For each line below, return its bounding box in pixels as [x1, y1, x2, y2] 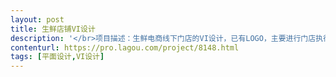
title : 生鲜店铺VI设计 [10, 24, 96, 34]
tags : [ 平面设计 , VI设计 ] [10, 52, 105, 62]
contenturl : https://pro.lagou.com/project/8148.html [10, 42, 240, 53]
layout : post [10, 14, 65, 25]
